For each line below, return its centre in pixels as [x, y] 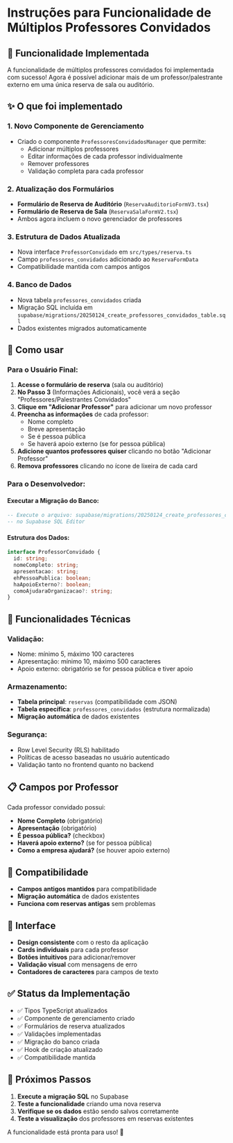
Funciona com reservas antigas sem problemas [86, 904]
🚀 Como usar [35, 350]
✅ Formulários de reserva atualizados [71, 1026]
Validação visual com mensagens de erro [77, 964]
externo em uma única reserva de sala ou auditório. [81, 84]
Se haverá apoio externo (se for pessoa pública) [96, 444]
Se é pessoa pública [57, 436]
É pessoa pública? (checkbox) [61, 836]
